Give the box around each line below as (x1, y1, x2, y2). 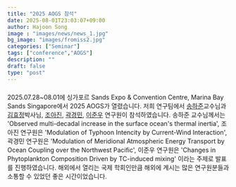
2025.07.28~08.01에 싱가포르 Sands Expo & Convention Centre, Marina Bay (7, 93, 224, 102)
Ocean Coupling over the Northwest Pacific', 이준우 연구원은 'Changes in (7, 146, 216, 155)
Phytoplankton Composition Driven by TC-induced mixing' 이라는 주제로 (7, 155, 214, 163)
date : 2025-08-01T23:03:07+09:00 (7, 17, 106, 24)
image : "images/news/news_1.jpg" (7, 30, 109, 37)
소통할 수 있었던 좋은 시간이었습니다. (7, 172, 107, 181)
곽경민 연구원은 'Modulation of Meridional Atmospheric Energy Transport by (7, 137, 225, 146)
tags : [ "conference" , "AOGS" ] (7, 50, 93, 57)
